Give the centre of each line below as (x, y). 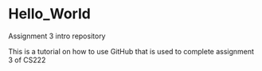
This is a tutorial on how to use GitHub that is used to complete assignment (131, 51)
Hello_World (50, 14)
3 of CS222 (27, 60)
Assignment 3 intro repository (57, 36)
